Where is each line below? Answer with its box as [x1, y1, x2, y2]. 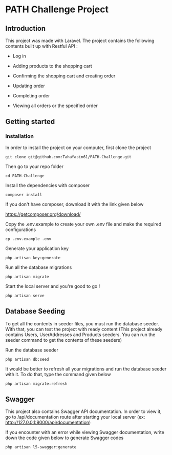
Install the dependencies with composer [5, 182, 90, 188]
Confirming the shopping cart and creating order [12, 73, 116, 79]
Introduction [5, 24, 46, 33]
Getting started [5, 117, 55, 126]
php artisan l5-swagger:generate [5, 445, 77, 450]
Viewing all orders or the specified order [12, 102, 98, 109]
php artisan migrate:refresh [5, 381, 68, 386]
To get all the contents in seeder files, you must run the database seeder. [5, 320, 160, 326]
